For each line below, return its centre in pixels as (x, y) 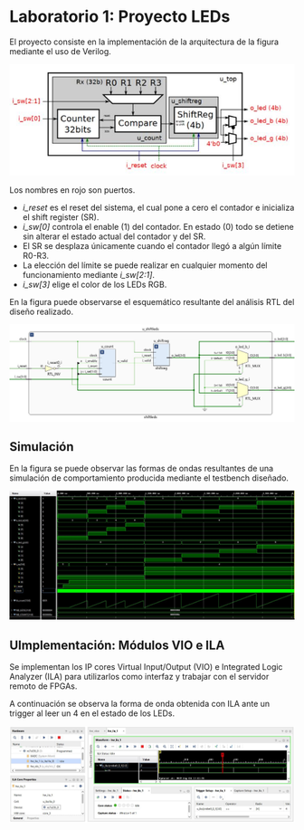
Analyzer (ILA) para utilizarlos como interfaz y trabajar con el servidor (139, 677)
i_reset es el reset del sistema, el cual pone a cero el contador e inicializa (158, 207)
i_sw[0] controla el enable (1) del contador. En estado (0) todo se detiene (158, 226)
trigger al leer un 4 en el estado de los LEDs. (92, 713)
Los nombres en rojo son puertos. (72, 190)
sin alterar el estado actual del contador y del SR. (114, 236)
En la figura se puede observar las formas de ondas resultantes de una (142, 469)
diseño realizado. (42, 311)
